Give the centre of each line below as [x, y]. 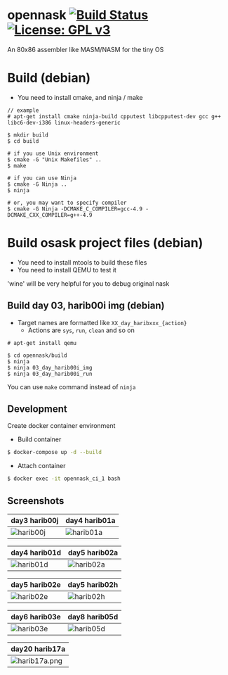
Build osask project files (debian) [105, 243]
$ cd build [23, 141]
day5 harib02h [93, 585]
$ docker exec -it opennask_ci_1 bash [64, 479]
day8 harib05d [93, 617]
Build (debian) [49, 78]
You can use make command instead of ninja [72, 386]
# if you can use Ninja [42, 178]
